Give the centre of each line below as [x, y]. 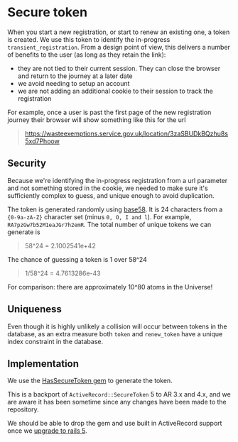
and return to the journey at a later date [75, 76]
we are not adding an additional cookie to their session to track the [115, 91]
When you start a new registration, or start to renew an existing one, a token [119, 32]
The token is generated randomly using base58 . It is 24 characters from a [115, 209]
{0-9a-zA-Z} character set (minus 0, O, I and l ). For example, [99, 216]
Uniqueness [35, 309]
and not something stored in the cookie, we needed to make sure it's [108, 188]
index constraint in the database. [55, 341]
